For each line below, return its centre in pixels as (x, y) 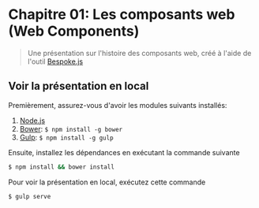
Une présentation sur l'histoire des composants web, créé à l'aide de (139, 53)
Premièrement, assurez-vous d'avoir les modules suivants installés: (118, 105)
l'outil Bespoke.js (55, 61)
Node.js (32, 121)
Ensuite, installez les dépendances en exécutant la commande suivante (124, 152)
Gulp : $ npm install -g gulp (66, 137)
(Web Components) (74, 31)
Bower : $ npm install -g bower (71, 128)
